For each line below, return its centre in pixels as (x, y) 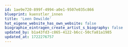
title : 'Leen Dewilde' (28, 19)
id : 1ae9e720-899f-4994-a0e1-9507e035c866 (49, 10)
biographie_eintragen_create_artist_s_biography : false (64, 28)
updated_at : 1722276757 (29, 37)
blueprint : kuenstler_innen (34, 14)
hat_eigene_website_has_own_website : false (51, 23)
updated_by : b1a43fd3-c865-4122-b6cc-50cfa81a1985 (58, 32)
